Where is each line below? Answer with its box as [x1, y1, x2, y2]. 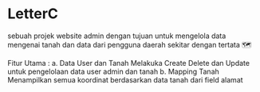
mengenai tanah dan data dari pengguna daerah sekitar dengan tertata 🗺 [7, 40, 252, 49]
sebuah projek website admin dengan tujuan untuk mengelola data [7, 31, 227, 40]
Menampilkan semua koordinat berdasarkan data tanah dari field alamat [7, 75, 244, 84]
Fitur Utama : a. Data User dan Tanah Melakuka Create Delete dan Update [7, 58, 250, 67]
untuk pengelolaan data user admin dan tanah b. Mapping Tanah [7, 67, 220, 76]
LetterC [7, 5, 59, 23]
